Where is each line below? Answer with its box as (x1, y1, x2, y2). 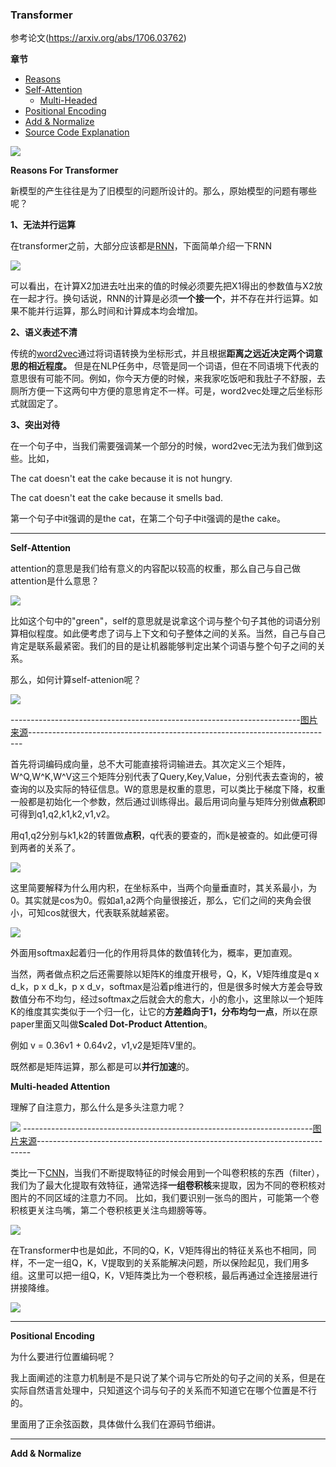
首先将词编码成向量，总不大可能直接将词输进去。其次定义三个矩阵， (10, 758, 291, 770)
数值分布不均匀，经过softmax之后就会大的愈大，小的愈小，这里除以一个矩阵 (10, 993, 324, 1005)
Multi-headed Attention (10, 1081, 111, 1093)
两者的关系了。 (18, 842, 81, 854)
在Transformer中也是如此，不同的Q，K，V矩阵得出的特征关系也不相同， (10, 1244, 308, 1257)
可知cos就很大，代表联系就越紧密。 (27, 907, 175, 919)
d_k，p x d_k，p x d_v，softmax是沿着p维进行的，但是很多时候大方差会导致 (10, 981, 323, 993)
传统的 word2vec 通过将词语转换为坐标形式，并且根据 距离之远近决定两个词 (10, 348, 315, 360)
